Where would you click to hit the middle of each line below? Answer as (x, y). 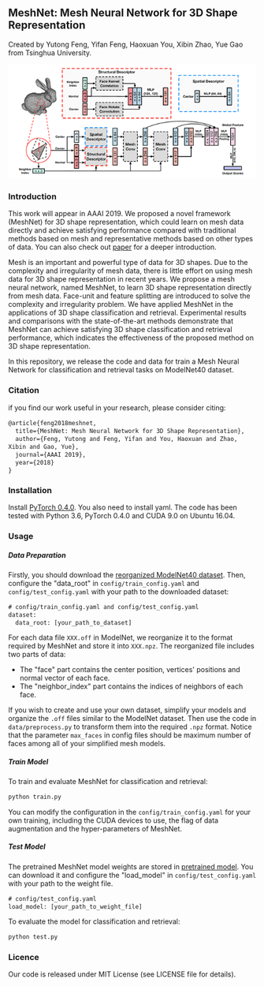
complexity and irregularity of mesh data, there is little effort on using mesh (130, 271)
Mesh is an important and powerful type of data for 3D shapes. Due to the (128, 263)
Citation (24, 390)
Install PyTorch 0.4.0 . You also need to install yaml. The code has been (123, 507)
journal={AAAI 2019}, (51, 454)
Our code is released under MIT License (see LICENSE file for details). (122, 974)
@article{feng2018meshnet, (52, 423)
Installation (30, 490)
